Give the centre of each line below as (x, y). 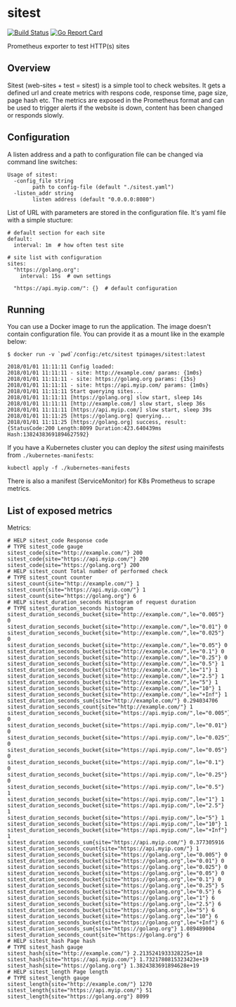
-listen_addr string (44, 193)
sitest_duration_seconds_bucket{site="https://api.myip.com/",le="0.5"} (116, 787)
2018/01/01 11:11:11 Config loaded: (61, 367)
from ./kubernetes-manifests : (51, 455)
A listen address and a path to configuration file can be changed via (105, 154)
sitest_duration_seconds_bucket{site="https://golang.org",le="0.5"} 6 (114, 892)
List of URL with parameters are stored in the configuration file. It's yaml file (117, 212)
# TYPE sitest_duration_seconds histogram (70, 608)
